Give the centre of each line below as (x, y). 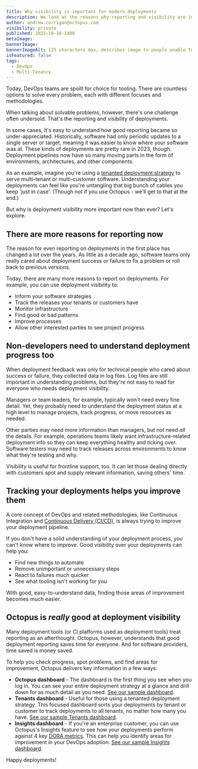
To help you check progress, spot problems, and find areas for (82, 662)
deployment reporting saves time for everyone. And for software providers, (97, 644)
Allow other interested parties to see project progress (79, 328)
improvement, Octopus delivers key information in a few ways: (82, 668)
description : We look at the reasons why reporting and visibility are (96, 17)
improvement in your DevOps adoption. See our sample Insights (92, 742)
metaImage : (19, 39)
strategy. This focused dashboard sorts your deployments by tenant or (100, 704)
